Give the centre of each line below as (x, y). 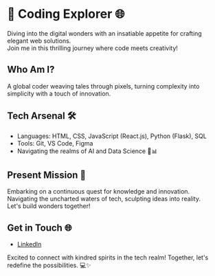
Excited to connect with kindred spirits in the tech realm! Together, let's (108, 257)
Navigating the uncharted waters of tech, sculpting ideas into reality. (104, 199)
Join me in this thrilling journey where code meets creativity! (93, 48)
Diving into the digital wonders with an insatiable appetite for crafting (105, 33)
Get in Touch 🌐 (39, 228)
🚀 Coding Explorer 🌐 (66, 14)
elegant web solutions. (39, 41)
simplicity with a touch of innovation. (59, 93)
